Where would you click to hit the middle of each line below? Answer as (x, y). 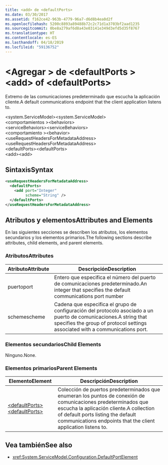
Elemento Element (30, 381)
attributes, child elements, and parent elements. (54, 243)
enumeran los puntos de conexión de (101, 396)
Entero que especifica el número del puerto (105, 277)
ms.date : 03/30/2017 (27, 15)
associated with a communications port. (101, 329)
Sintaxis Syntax (29, 170)
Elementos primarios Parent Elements (51, 368)
